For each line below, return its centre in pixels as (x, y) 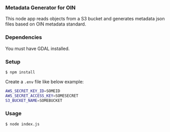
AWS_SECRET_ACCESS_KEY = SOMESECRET (42, 96)
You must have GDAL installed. (37, 48)
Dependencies (24, 37)
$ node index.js (22, 124)
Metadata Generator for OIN (40, 8)
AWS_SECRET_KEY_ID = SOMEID (33, 91)
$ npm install (20, 72)
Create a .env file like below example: (45, 82)
